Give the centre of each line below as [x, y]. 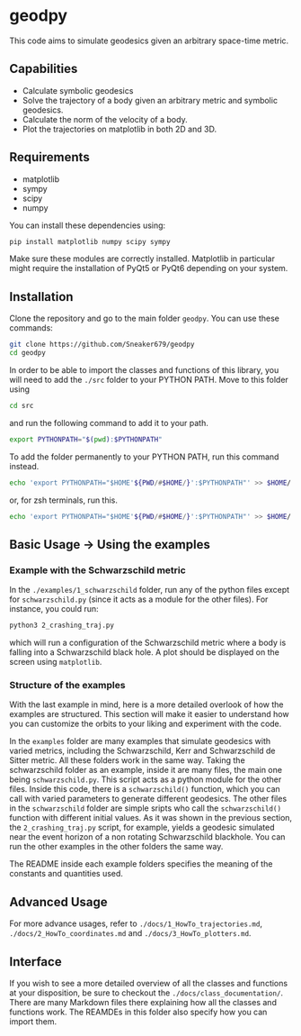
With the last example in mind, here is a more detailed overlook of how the [146, 704]
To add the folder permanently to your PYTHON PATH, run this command [144, 457]
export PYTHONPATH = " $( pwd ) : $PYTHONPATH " [86, 439]
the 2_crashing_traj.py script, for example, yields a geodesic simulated [142, 827]
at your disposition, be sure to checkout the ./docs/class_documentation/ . [146, 993]
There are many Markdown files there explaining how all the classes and [143, 1002]
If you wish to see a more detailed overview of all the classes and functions [149, 983]
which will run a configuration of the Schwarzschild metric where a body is [148, 643]
